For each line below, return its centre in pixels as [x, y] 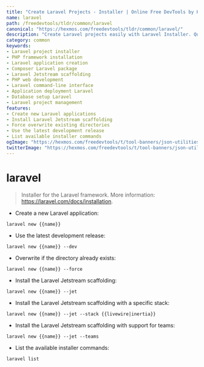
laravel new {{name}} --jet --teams [53, 336]
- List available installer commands [54, 137]
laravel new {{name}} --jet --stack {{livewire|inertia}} [81, 314]
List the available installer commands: [62, 348]
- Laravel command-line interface [50, 86]
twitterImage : [24, 148]
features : [19, 108]
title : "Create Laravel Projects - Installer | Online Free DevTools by [100, 12]
